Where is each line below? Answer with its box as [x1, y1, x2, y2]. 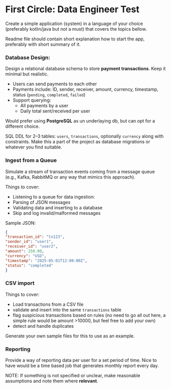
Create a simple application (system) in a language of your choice [5, 20, 144, 27]
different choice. [5, 124, 40, 130]
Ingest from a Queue [5, 157, 57, 164]
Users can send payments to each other [12, 81, 97, 87]
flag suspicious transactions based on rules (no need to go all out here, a [12, 312, 166, 318]
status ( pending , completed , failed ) [12, 92, 85, 98]
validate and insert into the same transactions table [12, 306, 122, 312]
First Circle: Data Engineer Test [5, 4, 140, 15]
